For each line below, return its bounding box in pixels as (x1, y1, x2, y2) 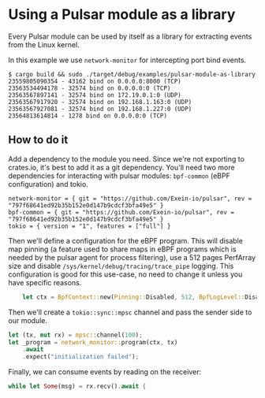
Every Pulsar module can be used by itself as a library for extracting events (8, 32, 252, 41)
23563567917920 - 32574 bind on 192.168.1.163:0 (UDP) (8, 98, 192, 106)
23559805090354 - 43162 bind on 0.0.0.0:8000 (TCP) (8, 77, 181, 85)
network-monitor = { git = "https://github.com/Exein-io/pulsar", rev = (8, 195, 252, 203)
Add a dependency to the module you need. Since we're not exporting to (8, 154, 244, 163)
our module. (8, 315, 47, 325)
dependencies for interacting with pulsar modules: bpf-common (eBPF (8, 171, 230, 180)
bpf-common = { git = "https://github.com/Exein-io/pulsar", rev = (8, 208, 235, 216)
